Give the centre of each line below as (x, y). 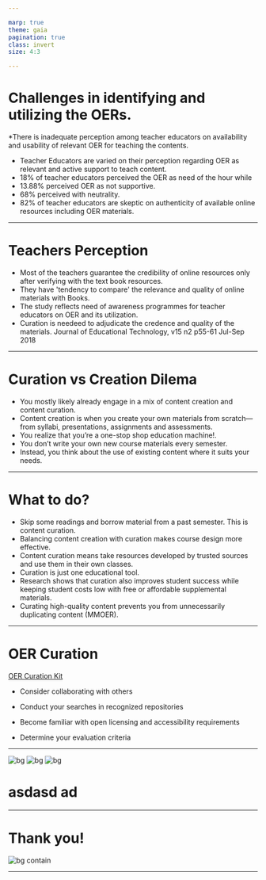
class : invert (32, 44)
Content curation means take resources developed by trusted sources (134, 555)
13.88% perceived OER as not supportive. (87, 186)
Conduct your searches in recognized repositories (101, 706)
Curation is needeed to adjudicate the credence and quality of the (127, 323)
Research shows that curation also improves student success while (129, 580)
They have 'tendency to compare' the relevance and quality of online (132, 289)
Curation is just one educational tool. (80, 572)
